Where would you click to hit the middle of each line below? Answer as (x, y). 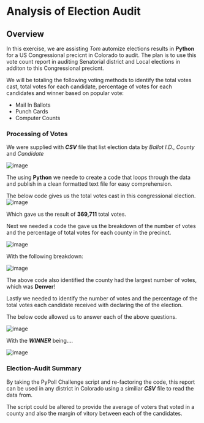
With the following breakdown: (45, 256)
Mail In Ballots (33, 105)
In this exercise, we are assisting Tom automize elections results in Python (100, 48)
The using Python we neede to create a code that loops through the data (99, 177)
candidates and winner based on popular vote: (65, 93)
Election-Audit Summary (44, 368)
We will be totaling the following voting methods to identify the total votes (99, 80)
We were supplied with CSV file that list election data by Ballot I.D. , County (100, 147)
